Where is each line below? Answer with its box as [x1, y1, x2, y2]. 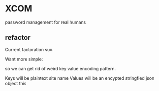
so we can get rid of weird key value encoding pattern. [5, 65, 116, 71]
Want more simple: [5, 56, 43, 62]
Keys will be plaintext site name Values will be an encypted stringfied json [5, 75, 155, 81]
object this [5, 80, 27, 86]
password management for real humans [5, 19, 86, 25]
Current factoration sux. [5, 46, 54, 52]
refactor [5, 33, 31, 42]
